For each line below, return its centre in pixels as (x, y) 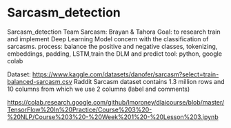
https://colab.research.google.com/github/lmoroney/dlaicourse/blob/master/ (116, 102)
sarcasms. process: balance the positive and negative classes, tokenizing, (112, 46)
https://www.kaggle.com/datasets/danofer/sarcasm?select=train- (125, 74)
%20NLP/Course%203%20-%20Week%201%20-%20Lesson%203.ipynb (113, 117)
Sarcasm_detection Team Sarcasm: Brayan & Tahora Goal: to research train (114, 32)
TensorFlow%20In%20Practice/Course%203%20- (80, 109)
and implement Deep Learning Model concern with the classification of (108, 39)
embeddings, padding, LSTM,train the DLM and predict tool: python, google (115, 54)
